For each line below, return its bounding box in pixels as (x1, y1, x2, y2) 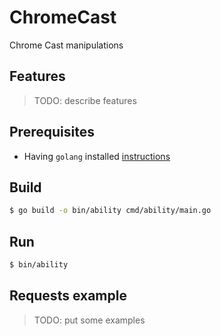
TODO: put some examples (33, 314, 146, 326)
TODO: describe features (33, 94, 137, 106)
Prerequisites (9, 124, 95, 141)
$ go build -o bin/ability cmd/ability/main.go (9, 206, 212, 216)
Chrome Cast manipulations (9, 39, 124, 51)
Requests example (9, 287, 127, 305)
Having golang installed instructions (23, 150, 171, 162)
